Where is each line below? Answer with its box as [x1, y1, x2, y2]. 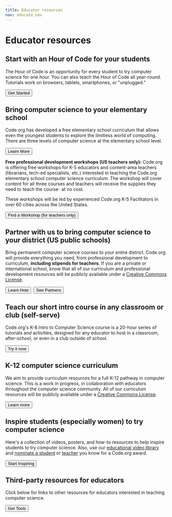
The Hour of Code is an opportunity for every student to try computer [5, 68, 152, 74]
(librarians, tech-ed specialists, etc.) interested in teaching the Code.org [5, 170, 157, 176]
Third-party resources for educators [5, 475, 124, 485]
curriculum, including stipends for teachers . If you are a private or [5, 260, 147, 267]
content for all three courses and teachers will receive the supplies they [5, 181, 156, 187]
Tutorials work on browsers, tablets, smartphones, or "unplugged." [5, 79, 146, 85]
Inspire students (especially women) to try [5, 417, 143, 426]
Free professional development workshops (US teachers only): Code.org [5, 159, 163, 165]
